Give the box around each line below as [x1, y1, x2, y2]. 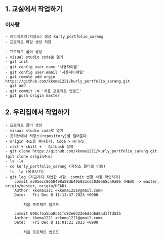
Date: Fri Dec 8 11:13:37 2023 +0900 [14, 192, 99, 197]
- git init [5, 59, 28, 64]
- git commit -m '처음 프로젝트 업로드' [5, 88, 82, 94]
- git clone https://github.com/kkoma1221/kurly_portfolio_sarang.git [5, 148, 157, 153]
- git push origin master [5, 93, 60, 98]
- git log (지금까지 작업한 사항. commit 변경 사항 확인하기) [5, 174, 121, 180]
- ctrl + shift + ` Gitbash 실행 [5, 144, 74, 149]
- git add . [5, 83, 30, 88]
